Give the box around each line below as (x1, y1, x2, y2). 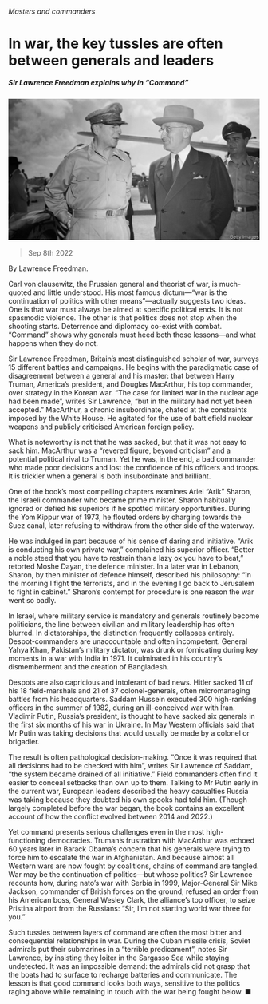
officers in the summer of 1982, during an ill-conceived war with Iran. (8, 703, 235, 712)
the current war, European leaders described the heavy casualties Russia (8, 787, 249, 796)
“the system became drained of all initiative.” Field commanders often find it (8, 769, 258, 779)
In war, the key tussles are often (8, 34, 223, 52)
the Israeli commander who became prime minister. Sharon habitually (8, 495, 236, 505)
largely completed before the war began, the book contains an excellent (8, 804, 245, 813)
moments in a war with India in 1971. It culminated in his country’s (8, 653, 223, 663)
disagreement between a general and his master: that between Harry (8, 371, 235, 381)
